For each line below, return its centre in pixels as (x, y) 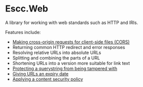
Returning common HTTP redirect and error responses (69, 47)
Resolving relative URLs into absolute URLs (57, 52)
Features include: (23, 32)
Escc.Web (27, 9)
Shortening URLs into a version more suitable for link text (71, 63)
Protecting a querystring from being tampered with (65, 68)
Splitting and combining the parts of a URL (56, 57)
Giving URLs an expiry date (40, 73)
